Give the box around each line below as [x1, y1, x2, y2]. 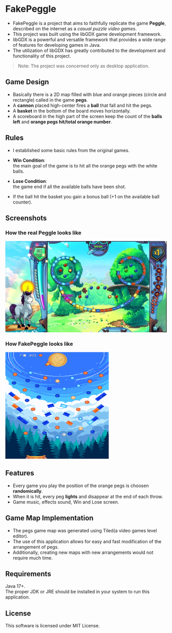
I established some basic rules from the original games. [12, 147, 130, 153]
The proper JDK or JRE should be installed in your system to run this [5, 589, 150, 595]
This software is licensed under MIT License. [5, 623, 100, 629]
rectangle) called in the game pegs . [12, 97, 88, 103]
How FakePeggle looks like [5, 340, 73, 347]
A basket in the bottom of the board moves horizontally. [12, 107, 131, 114]
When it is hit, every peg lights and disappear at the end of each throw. [12, 493, 163, 499]
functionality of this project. [12, 52, 71, 59]
